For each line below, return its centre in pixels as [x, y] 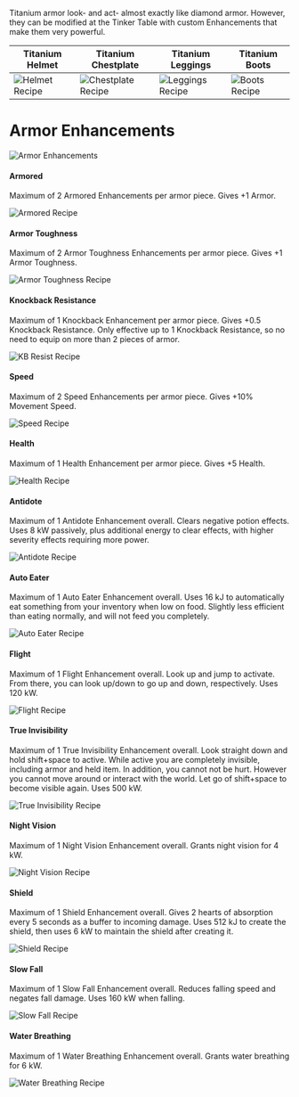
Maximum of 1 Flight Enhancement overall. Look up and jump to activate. [142, 674]
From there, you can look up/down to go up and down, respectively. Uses [144, 683]
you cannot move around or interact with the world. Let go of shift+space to [148, 778]
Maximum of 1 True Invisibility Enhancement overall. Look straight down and [149, 750]
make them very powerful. [57, 32]
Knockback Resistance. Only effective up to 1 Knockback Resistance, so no [147, 330]
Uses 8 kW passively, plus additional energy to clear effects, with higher [141, 530]
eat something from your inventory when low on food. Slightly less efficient [147, 607]
